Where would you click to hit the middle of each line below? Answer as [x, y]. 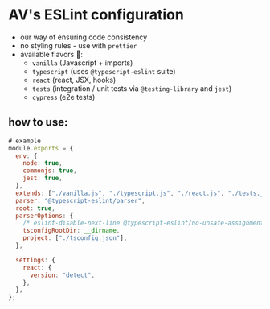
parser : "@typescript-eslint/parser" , [81, 200]
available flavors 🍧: [51, 54]
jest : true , [43, 179]
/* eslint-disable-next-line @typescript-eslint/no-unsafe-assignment [143, 223]
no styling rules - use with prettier [78, 45]
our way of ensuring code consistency [84, 37]
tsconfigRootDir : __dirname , [72, 231]
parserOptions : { [45, 216]
